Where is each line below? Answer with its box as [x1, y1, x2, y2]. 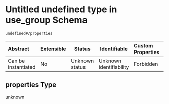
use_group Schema [5, 14, 88, 26]
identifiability [98, 63, 129, 70]
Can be [8, 57, 25, 64]
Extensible [40, 45, 66, 53]
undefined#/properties [5, 31, 53, 36]
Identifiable [100, 45, 128, 53]
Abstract [8, 45, 29, 53]
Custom [134, 42, 153, 49]
